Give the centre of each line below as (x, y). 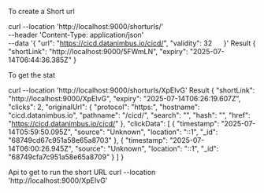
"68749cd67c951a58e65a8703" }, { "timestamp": (88, 140)
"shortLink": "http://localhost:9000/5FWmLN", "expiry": (98, 51)
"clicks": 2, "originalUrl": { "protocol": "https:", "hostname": (104, 107)
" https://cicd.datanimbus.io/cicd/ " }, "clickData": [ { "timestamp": (114, 124)
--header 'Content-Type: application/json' (76, 35)
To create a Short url (41, 11)
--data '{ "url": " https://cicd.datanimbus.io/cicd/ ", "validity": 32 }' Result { (132, 43)
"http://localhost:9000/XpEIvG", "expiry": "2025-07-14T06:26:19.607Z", (125, 98)
